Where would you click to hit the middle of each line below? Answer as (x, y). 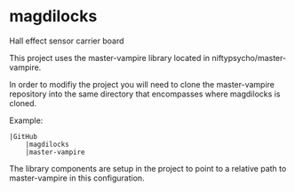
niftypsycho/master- (249, 58)
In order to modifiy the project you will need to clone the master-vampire (142, 84)
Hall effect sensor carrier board (67, 41)
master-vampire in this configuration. (77, 178)
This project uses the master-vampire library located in (110, 58)
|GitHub (24, 136)
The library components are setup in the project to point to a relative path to (148, 168)
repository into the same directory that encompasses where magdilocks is (145, 94)
